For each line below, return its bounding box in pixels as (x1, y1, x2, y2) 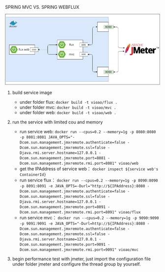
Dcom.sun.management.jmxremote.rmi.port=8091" (19, 210, 117, 215)
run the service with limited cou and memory (12, 119, 103, 125)
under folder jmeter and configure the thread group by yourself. (12, 261, 141, 267)
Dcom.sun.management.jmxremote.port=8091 (19, 205, 106, 210)
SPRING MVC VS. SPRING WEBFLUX (5, 4, 80, 10)
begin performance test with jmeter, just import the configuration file (12, 256, 151, 262)
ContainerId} (19, 172, 47, 178)
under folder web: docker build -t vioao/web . (19, 110, 116, 116)
